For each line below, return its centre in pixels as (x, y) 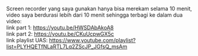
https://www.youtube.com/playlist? (92, 40)
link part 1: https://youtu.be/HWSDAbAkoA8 (60, 27)
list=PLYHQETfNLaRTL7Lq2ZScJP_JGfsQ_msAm (67, 46)
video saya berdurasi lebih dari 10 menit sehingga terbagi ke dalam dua (94, 15)
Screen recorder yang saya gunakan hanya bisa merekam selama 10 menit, (99, 9)
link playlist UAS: (27, 40)
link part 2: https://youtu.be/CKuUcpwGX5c (60, 34)
